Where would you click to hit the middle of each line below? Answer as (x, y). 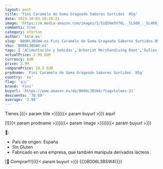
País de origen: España (35, 142)
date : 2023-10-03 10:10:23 (32, 18)
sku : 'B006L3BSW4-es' (27, 46)
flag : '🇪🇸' (17, 82)
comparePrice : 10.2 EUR (29, 68)
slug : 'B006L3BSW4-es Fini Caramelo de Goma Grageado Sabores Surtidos (79, 41)
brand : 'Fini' (19, 86)
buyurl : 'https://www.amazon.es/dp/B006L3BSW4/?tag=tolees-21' (70, 91)
